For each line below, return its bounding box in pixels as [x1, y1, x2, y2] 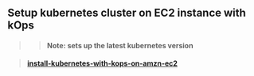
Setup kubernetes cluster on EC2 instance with [7, 6, 246, 20]
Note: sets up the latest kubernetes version [46, 40, 193, 50]
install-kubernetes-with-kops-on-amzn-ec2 [26, 59, 178, 68]
